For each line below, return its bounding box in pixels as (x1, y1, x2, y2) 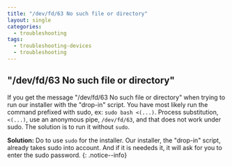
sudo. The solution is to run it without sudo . (7, 122, 130, 131)
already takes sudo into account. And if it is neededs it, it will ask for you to (7, 143, 223, 151)
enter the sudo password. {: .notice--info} (7, 151, 127, 159)
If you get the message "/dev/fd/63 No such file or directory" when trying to (7, 93, 226, 101)
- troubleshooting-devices (13, 42, 92, 49)
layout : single (7, 17, 52, 24)
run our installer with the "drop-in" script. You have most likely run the (7, 100, 208, 108)
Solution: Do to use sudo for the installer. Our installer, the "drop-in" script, (7, 136, 221, 144)
